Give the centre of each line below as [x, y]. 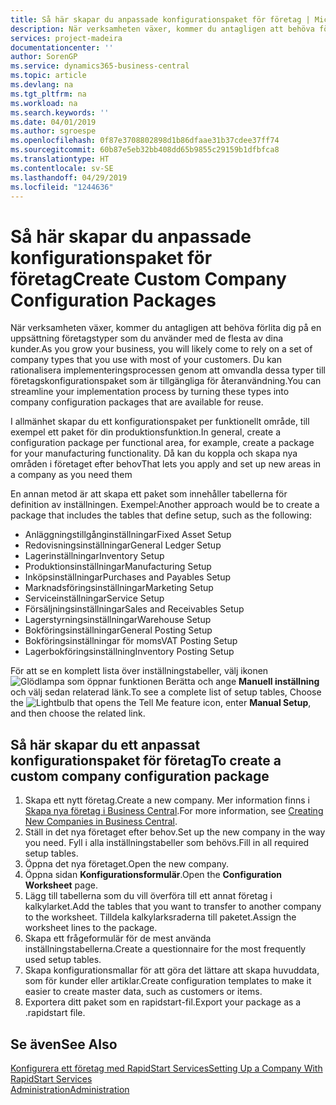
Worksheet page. [61, 885]
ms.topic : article [48, 76]
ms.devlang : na [42, 85]
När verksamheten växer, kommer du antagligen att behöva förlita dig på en [166, 328]
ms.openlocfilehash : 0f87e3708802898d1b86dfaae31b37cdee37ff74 [145, 141]
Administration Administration [70, 1089]
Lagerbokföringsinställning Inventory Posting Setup [129, 652]
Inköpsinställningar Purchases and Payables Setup [127, 577]
